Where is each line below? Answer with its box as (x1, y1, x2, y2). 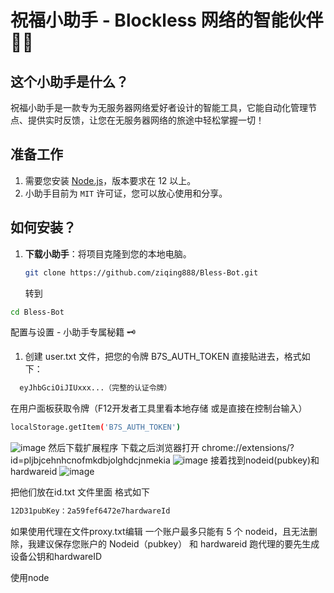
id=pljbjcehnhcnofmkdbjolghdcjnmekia (10, 454, 171, 466)
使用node (10, 572, 50, 583)
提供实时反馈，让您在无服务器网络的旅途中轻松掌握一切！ (27, 114, 265, 126)
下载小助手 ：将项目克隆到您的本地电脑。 (24, 247, 192, 260)
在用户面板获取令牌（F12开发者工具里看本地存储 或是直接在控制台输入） (10, 402, 308, 415)
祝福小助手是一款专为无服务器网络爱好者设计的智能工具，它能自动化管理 (10, 102, 308, 113)
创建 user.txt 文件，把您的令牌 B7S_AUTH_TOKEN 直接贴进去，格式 (24, 351, 302, 363)
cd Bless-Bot (10, 307, 65, 317)
